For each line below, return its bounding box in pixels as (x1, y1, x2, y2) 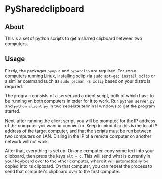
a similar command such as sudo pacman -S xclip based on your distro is (5, 78, 151, 84)
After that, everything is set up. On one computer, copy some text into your (5, 147, 154, 154)
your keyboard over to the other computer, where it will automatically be (5, 158, 149, 164)
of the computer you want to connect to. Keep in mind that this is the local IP (5, 123, 158, 128)
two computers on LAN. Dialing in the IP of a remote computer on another (5, 133, 152, 139)
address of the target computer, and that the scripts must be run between (5, 128, 152, 134)
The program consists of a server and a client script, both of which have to (5, 92, 154, 98)
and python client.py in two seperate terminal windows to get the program (5, 103, 155, 109)
